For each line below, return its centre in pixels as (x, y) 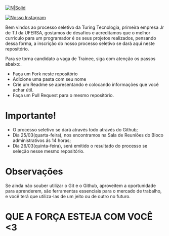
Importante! (31, 116)
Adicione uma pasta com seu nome (49, 79)
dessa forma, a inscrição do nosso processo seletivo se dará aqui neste (80, 43)
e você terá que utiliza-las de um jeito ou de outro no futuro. (68, 196)
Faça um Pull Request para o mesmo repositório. (63, 95)
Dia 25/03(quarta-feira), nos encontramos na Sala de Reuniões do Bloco (88, 135)
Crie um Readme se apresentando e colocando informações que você (86, 84)
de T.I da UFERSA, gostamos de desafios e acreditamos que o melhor (78, 33)
